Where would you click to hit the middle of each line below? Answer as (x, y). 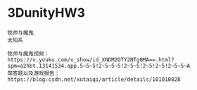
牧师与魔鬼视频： (28, 54)
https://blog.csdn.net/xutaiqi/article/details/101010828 (94, 79)
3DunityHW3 (46, 13)
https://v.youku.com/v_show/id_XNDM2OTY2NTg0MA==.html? (91, 60)
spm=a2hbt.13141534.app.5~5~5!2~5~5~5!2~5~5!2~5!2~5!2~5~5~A (99, 66)
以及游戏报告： (41, 73)
